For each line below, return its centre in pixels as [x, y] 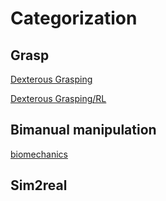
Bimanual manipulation [83, 130]
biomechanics [39, 154]
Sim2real [39, 185]
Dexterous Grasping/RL [58, 98]
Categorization [74, 18]
